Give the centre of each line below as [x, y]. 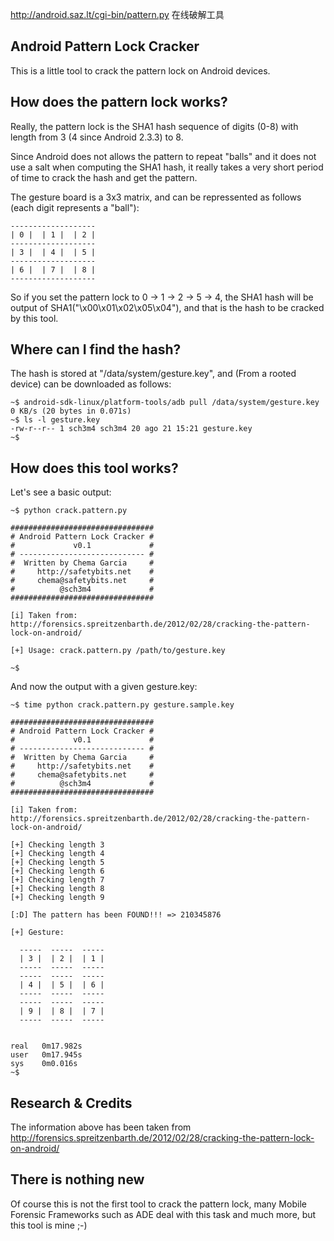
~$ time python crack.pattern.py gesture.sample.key [122, 705]
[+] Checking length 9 [57, 898]
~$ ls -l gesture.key [55, 420]
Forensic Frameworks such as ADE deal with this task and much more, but [163, 1214]
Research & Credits [71, 1103]
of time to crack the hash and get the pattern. [104, 177]
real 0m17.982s [46, 1046]
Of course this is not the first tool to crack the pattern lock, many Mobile [158, 1204]
